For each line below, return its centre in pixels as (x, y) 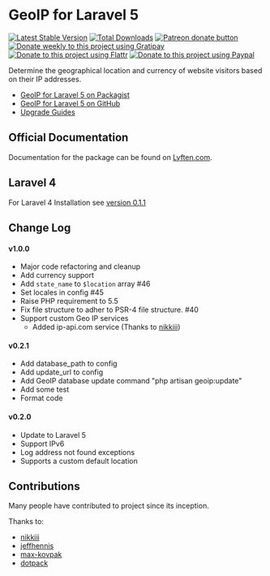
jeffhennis (37, 546)
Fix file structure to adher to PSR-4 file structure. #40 (109, 310)
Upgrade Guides (47, 112)
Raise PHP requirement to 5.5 (69, 301)
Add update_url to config (62, 372)
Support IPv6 (42, 444)
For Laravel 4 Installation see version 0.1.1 (77, 202)
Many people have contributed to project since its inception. (109, 506)
